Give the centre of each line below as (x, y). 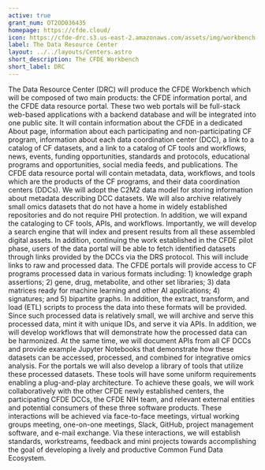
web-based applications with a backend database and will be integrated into (132, 114)
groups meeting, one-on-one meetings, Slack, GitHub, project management (131, 424)
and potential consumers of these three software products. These (115, 408)
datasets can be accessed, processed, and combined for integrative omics (129, 357)
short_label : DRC (37, 67)
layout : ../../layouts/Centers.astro (70, 52)
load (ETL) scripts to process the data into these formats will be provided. (127, 307)
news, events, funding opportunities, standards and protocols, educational (129, 156)
